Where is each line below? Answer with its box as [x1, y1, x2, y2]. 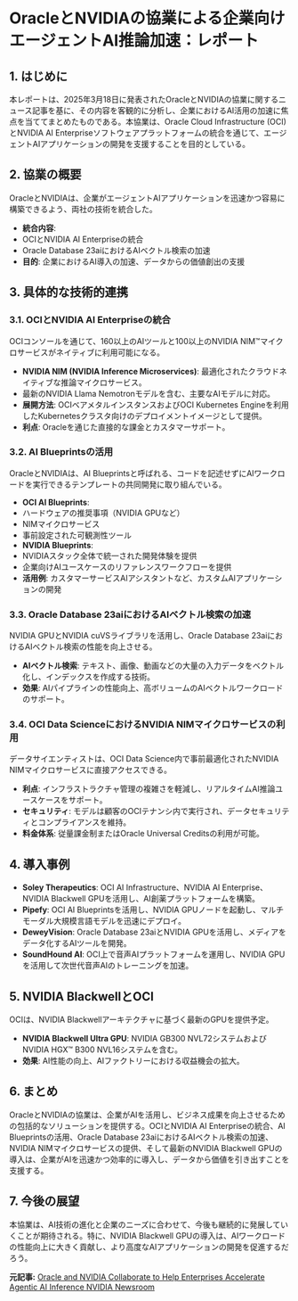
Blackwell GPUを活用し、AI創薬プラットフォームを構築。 [51, 893, 261, 904]
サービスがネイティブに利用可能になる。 [16, 347, 165, 358]
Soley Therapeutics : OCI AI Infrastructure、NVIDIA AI [21, 882, 221, 893]
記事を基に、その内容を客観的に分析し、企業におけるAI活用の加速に [32, 105, 282, 116]
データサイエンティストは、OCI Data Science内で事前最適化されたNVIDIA [9, 753, 279, 764]
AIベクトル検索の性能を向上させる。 [24, 641, 157, 652]
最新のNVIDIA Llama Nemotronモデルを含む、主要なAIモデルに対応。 [21, 388, 276, 399]
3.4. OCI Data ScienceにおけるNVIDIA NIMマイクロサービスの [9, 719, 277, 731]
